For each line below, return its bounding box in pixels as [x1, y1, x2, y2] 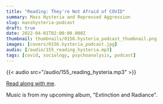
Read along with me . [6, 80, 56, 87]
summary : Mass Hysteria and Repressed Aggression [6, 14, 131, 20]
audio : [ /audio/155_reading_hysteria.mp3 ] [6, 47, 112, 53]
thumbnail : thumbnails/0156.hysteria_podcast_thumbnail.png [6, 36, 158, 42]
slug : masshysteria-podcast [6, 19, 76, 25]
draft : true [6, 25, 35, 31]
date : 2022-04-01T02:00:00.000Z [6, 31, 86, 36]
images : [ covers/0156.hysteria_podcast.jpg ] [6, 42, 118, 48]
